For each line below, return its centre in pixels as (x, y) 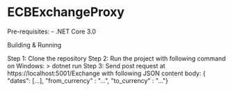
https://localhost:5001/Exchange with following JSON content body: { (106, 73)
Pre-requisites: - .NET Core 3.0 (51, 31)
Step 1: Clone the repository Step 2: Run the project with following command (116, 58)
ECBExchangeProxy (66, 12)
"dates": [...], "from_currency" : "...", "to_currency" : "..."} (88, 80)
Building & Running (34, 45)
